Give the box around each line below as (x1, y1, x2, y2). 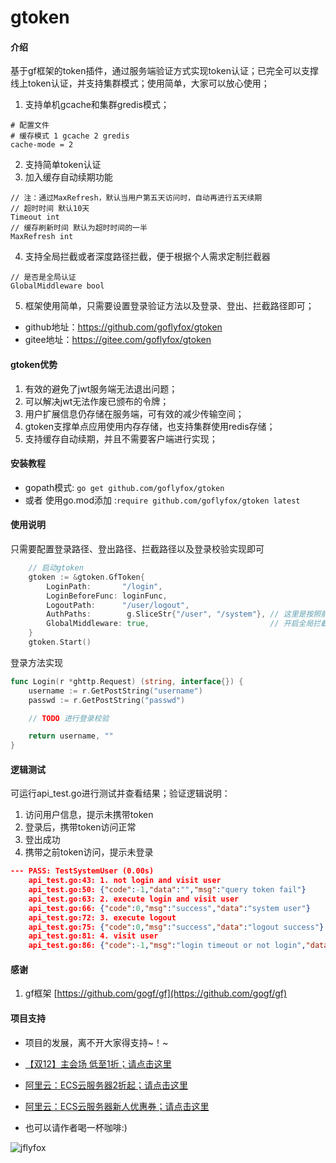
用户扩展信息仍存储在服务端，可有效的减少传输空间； (24, 407, 245, 420)
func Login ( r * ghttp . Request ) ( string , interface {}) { (10, 676, 244, 686)
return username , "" (28, 731, 114, 741)
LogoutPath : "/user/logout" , (46, 600, 190, 610)
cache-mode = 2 (10, 140, 74, 150)
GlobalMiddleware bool (10, 281, 105, 291)
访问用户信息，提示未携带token (24, 809, 154, 821)
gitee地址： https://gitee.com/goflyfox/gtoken (24, 334, 212, 346)
